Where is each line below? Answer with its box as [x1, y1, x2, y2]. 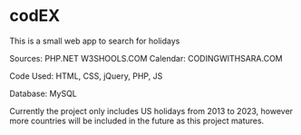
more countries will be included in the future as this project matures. [9, 115, 265, 126]
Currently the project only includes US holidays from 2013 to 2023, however [9, 105, 293, 116]
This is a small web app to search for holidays [9, 35, 180, 46]
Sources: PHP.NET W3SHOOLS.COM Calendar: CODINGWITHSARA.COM [9, 53, 283, 63]
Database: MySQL [9, 88, 77, 99]
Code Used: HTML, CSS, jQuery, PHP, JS [9, 70, 163, 82]
